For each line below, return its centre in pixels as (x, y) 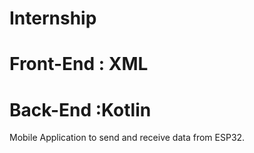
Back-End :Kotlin (80, 109)
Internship (53, 18)
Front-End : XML (79, 64)
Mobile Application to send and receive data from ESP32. (127, 138)
